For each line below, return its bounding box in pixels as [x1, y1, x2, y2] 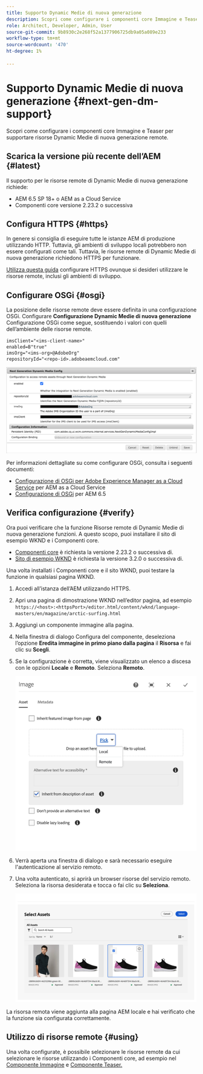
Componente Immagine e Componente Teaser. [6, 1061, 123, 1068]
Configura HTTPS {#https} [6, 219, 109, 229]
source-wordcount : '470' [6, 42, 69, 48]
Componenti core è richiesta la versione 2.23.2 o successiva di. [14, 549, 173, 556]
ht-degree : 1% [6, 48, 42, 55]
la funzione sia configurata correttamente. [6, 1014, 111, 1021]
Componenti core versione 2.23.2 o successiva [14, 201, 133, 208]
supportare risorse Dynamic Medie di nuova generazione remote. [6, 133, 169, 141]
